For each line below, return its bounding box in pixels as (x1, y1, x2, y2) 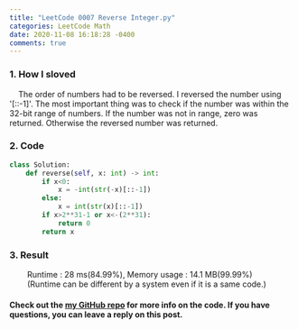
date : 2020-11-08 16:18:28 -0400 (9, 30, 135, 39)
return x (42, 227, 75, 236)
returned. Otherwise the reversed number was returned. (9, 117, 219, 128)
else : (42, 194, 63, 203)
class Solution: (9, 160, 70, 169)
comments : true (9, 38, 67, 48)
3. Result (9, 249, 50, 261)
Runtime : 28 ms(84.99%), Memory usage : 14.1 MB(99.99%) (26, 270, 253, 280)
